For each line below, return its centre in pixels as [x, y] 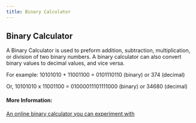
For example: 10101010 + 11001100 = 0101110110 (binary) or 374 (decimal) [96, 75]
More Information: [29, 100]
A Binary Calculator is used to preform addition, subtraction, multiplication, [98, 50]
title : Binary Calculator [38, 12]
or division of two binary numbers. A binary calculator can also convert [94, 57]
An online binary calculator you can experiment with [70, 113]
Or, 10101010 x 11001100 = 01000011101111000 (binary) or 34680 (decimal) [97, 86]
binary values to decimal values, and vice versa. [65, 63]
